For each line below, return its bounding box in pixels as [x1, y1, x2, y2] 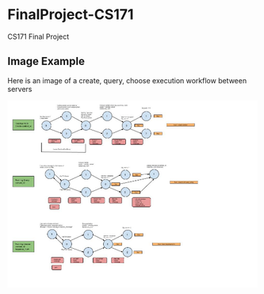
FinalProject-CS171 [7, 6, 134, 24]
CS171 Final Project [7, 32, 70, 41]
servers [7, 84, 33, 94]
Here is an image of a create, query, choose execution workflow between [7, 75, 247, 85]
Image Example [7, 55, 85, 68]
